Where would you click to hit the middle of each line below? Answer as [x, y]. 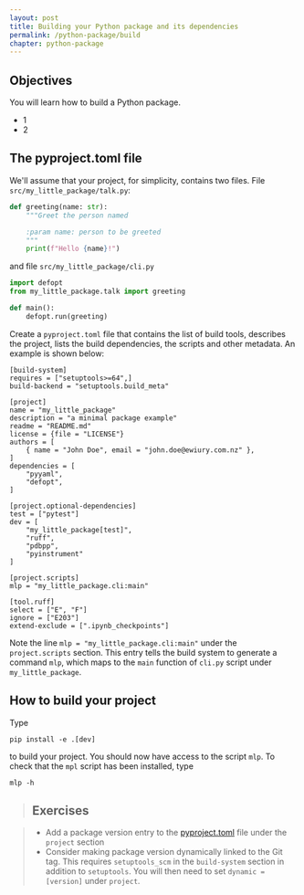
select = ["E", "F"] [49, 610]
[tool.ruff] [32, 602]
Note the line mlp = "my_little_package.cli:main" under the [123, 642]
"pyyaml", [45, 474]
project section [75, 842]
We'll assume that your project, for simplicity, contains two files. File [137, 180]
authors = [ [32, 442]
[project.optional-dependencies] [73, 506]
